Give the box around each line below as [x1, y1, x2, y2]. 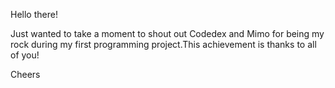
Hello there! [10, 9, 58, 20]
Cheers [10, 69, 41, 80]
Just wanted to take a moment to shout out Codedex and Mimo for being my [10, 28, 325, 39]
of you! [10, 49, 40, 61]
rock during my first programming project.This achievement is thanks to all [10, 39, 317, 50]
